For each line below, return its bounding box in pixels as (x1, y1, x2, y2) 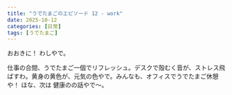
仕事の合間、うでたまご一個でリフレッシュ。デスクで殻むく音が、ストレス (7, 63, 220, 72)
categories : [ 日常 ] (7, 23, 62, 30)
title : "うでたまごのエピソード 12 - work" (7, 10, 123, 17)
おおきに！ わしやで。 (7, 49, 70, 57)
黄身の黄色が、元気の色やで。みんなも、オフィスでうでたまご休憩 (30, 72, 220, 81)
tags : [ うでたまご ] (7, 29, 58, 36)
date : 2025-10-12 (7, 17, 57, 23)
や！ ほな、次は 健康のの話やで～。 (7, 81, 108, 89)
